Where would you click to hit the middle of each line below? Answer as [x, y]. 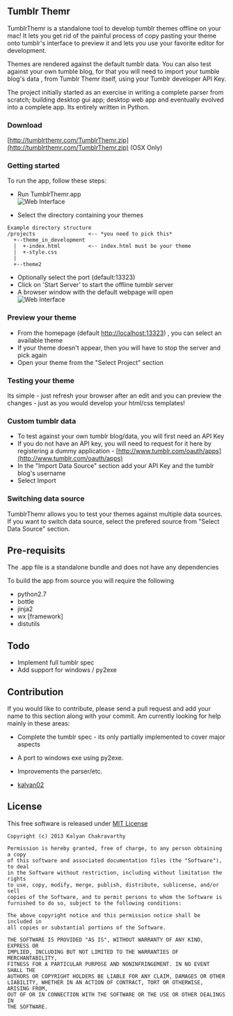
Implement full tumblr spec [56, 663]
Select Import [37, 480]
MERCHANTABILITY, [32, 958]
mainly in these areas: [39, 724]
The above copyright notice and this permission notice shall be [104, 915]
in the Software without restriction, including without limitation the [115, 873]
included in [24, 921]
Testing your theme [41, 380]
